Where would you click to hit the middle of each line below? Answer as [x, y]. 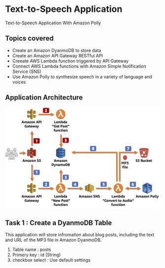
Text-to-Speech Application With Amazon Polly [53, 23]
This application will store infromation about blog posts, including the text [80, 235]
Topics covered [29, 38]
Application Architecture [44, 98]
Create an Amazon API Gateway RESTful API [58, 55]
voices [19, 82]
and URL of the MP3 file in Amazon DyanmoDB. [54, 240]
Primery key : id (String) [36, 255]
